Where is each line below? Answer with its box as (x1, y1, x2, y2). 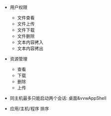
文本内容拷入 (17, 39, 43, 45)
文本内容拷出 (17, 46, 43, 51)
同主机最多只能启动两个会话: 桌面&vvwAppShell (9, 95, 107, 101)
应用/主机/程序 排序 (9, 106, 49, 112)
